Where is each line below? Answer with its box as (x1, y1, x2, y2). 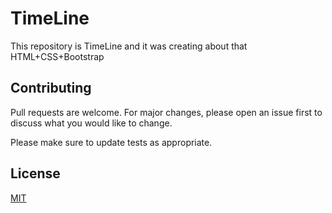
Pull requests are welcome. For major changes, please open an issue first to (10, 106, 323, 118)
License (10, 165, 61, 182)
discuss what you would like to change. (10, 117, 173, 129)
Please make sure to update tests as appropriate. (10, 136, 213, 148)
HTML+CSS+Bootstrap (10, 50, 105, 62)
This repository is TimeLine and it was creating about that (10, 40, 248, 52)
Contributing (10, 80, 92, 97)
